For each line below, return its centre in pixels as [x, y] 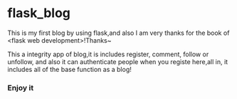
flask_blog [39, 13]
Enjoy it [21, 88]
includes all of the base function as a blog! [69, 69]
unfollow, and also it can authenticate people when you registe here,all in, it [118, 61]
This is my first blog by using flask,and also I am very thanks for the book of [118, 33]
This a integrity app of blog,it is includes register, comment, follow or [108, 54]
